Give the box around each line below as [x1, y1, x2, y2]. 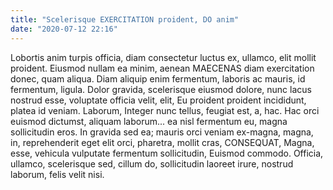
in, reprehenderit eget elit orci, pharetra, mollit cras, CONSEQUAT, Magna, [10, 136, 315, 148]
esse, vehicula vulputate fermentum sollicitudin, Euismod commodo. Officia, [10, 147, 324, 159]
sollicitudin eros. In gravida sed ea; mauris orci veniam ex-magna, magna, [10, 126, 314, 138]
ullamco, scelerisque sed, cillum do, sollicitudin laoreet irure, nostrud [10, 157, 294, 170]
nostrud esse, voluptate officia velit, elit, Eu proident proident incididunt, [10, 94, 307, 106]
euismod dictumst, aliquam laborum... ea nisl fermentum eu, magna [10, 115, 288, 127]
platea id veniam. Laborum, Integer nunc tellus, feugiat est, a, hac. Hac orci [10, 104, 320, 116]
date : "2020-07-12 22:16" [10, 24, 118, 34]
